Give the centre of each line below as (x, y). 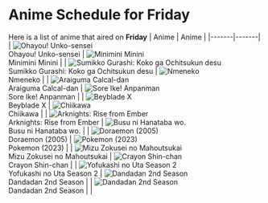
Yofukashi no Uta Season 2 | (56, 173)
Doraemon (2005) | (40, 139)
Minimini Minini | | (37, 63)
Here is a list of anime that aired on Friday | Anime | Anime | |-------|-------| (134, 37)
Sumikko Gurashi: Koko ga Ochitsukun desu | (83, 71)
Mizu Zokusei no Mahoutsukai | (60, 156)
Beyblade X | (29, 105)
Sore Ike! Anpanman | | (46, 96)
